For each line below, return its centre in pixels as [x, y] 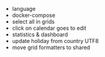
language [24, 9]
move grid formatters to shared [51, 47]
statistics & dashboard [40, 35]
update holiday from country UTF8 [55, 41]
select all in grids [33, 22]
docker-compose [34, 15]
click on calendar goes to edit [49, 28]
